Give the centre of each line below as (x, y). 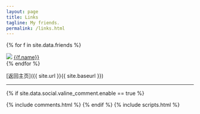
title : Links (22, 17)
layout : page (22, 12)
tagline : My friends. (33, 23)
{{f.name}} (26, 58)
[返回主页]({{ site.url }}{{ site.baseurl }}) (55, 76)
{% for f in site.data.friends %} (44, 45)
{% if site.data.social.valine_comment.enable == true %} (75, 93)
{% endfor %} (23, 64)
